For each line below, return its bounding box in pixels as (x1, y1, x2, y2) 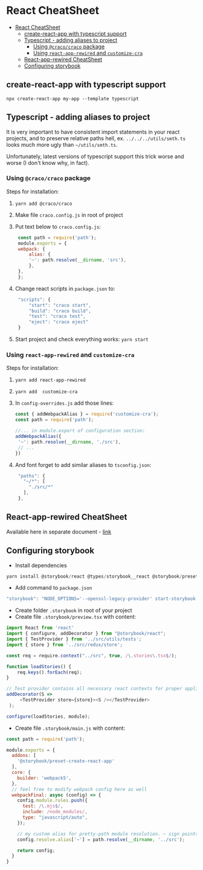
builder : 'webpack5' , (17, 775, 71, 781)
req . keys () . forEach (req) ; (17, 669, 83, 675)
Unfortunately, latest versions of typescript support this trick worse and (6, 152, 184, 160)
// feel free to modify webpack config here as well (11, 786, 147, 792)
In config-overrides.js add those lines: (14, 399, 114, 407)
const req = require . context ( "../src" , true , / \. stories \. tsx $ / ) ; (6, 652, 177, 659)
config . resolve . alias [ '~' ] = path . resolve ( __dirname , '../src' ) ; (17, 836, 185, 843)
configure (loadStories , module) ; (6, 714, 91, 720)
